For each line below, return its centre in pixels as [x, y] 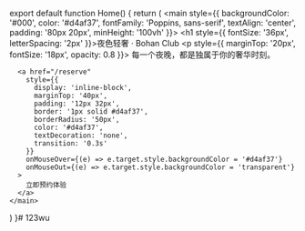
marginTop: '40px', [70, 95]
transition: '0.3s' [70, 144]
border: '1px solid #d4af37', [91, 112]
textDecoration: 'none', [81, 136]
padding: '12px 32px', [76, 104]
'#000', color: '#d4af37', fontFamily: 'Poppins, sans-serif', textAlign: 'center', [153, 23]
